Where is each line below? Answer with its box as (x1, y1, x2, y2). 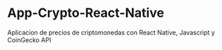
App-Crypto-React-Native (7, 5, 164, 21)
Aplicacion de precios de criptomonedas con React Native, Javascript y (7, 28, 215, 37)
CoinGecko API (7, 35, 51, 44)
